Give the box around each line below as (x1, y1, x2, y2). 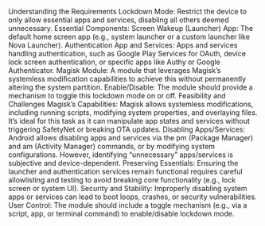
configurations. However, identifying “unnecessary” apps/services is (8, 150, 234, 159)
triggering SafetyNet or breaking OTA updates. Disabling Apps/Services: (8, 124, 245, 134)
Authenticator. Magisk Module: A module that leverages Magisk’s (8, 66, 221, 75)
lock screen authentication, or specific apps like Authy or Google (8, 57, 220, 67)
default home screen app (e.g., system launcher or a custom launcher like (8, 32, 251, 41)
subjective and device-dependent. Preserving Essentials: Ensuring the (8, 159, 239, 167)
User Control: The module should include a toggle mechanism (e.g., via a (8, 201, 247, 209)
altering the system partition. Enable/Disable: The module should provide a (8, 82, 253, 92)
